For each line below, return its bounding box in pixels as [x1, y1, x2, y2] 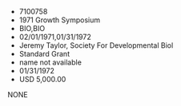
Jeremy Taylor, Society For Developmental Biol [18, 41, 174, 50]
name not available [18, 57, 82, 67]
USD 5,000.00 [18, 75, 66, 84]
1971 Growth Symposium [18, 15, 101, 25]
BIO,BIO [18, 24, 46, 33]
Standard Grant [18, 49, 70, 58]
